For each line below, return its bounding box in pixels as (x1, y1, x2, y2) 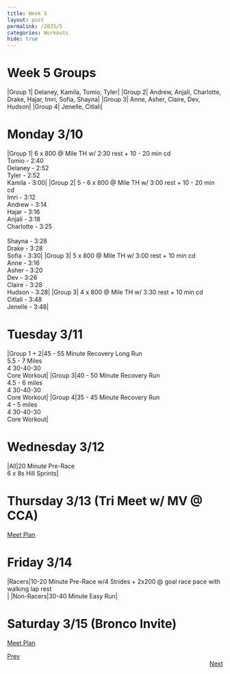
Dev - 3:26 (7, 273, 38, 282)
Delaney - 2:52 (7, 164, 49, 172)
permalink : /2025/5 (7, 23, 63, 30)
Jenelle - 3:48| (7, 303, 49, 311)
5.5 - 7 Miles (7, 357, 42, 365)
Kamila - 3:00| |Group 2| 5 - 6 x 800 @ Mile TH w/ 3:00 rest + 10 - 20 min (7, 179, 215, 186)
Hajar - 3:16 (7, 207, 40, 216)
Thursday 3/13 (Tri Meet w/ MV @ (7, 493, 203, 509)
